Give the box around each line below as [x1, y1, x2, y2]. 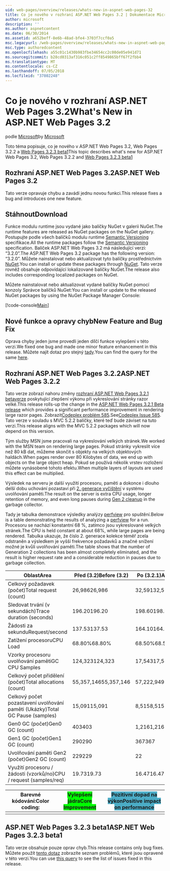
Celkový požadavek [8, 580, 55, 587]
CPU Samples [8, 664, 40, 671]
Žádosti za [8, 622, 33, 629]
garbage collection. [5, 560, 46, 566]
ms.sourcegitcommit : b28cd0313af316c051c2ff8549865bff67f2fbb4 [5, 54, 142, 60]
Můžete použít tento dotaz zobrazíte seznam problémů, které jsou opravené [5, 850, 163, 856]
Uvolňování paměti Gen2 [8, 749, 67, 757]
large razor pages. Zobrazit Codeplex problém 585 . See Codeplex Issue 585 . [5, 412, 161, 418]
